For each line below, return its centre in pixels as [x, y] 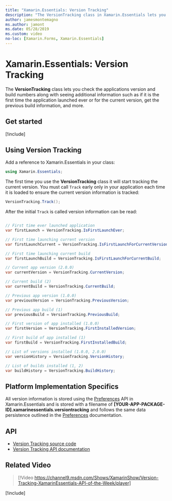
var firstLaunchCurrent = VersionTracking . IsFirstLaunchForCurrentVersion [87, 244]
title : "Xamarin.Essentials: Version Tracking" [57, 10]
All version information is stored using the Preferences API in [69, 399]
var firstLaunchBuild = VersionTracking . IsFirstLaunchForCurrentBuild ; [83, 258]
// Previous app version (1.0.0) [41, 295]
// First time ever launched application [50, 226]
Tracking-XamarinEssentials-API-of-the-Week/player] [74, 483]
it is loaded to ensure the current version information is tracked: [72, 192]
